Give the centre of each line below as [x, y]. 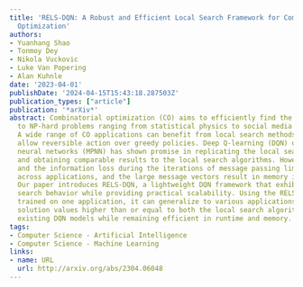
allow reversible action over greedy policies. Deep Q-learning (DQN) [153, 143]
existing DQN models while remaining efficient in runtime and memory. [155, 218]
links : [22, 252]
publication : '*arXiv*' [54, 110]
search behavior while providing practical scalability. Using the [147, 193]
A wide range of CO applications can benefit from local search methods [157, 135]
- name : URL [32, 260]
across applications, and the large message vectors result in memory [153, 176]
